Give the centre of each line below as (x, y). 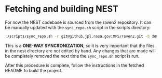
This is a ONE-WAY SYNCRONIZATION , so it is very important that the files (80, 46)
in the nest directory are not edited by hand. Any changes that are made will (80, 51)
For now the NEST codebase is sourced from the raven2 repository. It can (78, 22)
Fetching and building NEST (62, 9)
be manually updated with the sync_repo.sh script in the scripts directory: (78, 27)
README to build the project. (34, 70)
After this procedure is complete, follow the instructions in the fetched (74, 65)
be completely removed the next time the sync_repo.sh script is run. (72, 56)
